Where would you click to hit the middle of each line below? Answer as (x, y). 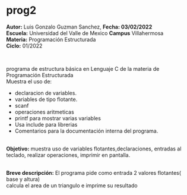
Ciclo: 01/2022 (24, 46)
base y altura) (23, 179)
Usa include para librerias (46, 124)
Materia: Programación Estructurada (51, 39)
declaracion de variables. (46, 93)
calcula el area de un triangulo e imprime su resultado (72, 185)
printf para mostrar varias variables (58, 118)
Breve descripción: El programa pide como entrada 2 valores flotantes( (94, 172)
